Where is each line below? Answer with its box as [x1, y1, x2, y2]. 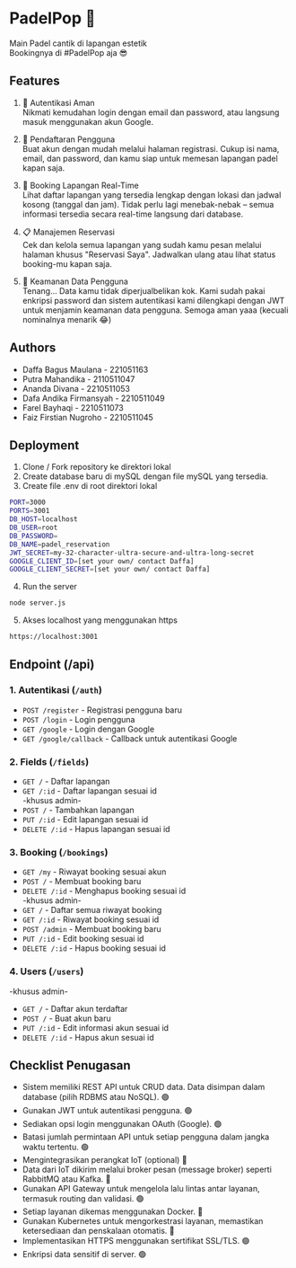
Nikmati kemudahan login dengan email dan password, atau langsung [22, 107, 280, 118]
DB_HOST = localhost [9, 515, 78, 524]
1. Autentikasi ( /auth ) [9, 684, 103, 696]
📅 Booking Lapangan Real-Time [22, 180, 139, 191]
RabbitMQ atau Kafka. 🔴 [22, 1174, 111, 1184]
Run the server [22, 581, 78, 592]
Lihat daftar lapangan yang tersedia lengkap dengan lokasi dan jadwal [22, 189, 282, 200]
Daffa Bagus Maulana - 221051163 [22, 364, 149, 375]
